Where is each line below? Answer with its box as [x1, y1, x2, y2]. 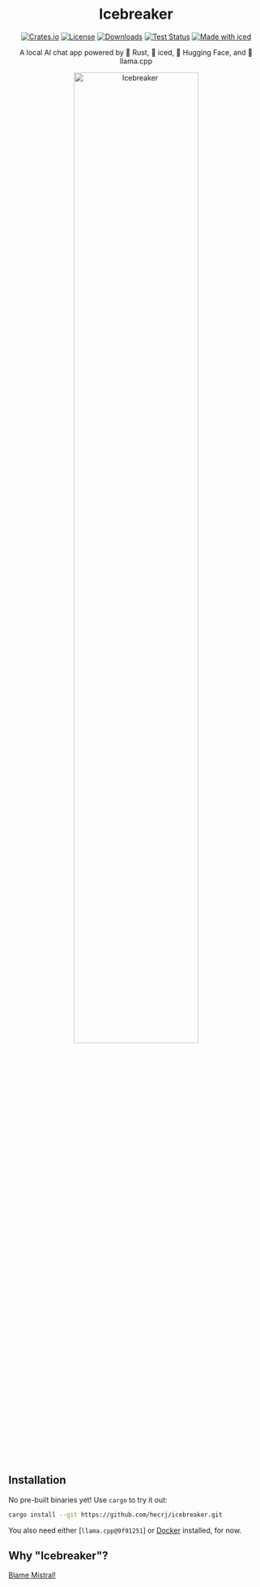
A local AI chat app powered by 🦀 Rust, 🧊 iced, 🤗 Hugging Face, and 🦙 [19, 47, 254, 57]
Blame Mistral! [8, 1570, 57, 1580]
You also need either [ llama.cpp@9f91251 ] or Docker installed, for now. [8, 1525, 241, 1535]
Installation [8, 1473, 66, 1487]
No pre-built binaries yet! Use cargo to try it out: [8, 1494, 168, 1504]
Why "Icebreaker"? [8, 1549, 109, 1563]
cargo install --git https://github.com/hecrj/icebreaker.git [8, 1511, 223, 1519]
